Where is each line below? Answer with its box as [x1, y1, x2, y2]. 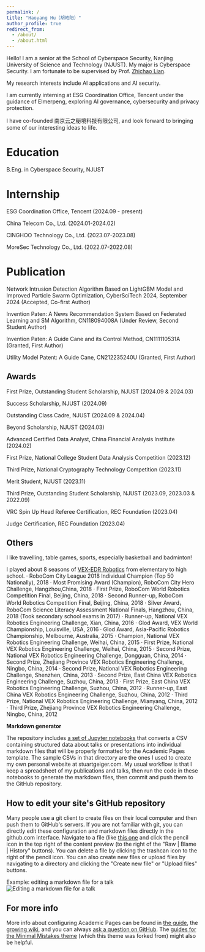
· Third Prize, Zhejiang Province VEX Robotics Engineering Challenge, [6, 704, 182, 712]
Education [6, 146, 59, 160]
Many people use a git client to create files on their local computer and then [6, 814, 197, 822]
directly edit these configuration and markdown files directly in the [6, 827, 174, 835]
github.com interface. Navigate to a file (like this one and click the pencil [6, 834, 188, 841]
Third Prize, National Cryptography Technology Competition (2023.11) [6, 465, 182, 473]
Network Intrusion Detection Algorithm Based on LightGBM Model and [6, 285, 184, 293]
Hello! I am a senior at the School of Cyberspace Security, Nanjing [6, 55, 173, 61]
